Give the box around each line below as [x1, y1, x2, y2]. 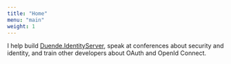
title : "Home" [7, 10, 48, 17]
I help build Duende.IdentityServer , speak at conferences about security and [7, 42, 224, 50]
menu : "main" [7, 17, 45, 23]
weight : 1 [7, 23, 36, 30]
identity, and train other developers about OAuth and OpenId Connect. [7, 49, 207, 57]
